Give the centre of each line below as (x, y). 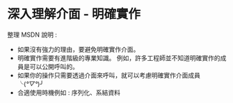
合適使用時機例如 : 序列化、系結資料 (69, 92)
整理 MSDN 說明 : (32, 35)
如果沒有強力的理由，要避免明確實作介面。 (78, 49)
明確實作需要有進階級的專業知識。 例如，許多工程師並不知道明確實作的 (119, 58)
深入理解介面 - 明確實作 (74, 14)
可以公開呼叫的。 (54, 66)
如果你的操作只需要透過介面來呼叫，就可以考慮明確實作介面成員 (109, 75)
